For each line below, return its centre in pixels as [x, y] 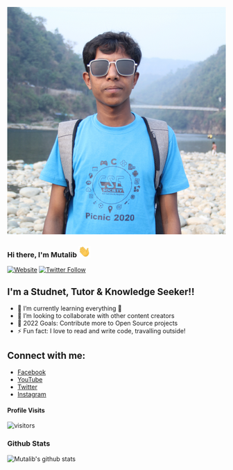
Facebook [32, 372]
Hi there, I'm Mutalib [42, 255]
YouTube [30, 380]
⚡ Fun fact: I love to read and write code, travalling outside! [101, 331]
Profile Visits [26, 410]
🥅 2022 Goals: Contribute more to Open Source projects [97, 324]
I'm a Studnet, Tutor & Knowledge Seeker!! [101, 292]
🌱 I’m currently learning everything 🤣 [70, 308]
